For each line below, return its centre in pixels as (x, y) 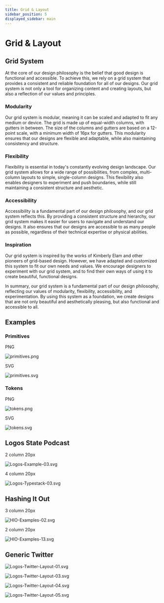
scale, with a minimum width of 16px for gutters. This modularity (81, 133)
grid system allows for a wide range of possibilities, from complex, (72, 172)
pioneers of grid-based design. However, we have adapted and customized (81, 260)
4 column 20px (20, 474)
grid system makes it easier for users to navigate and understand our (75, 222)
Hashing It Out (27, 499)
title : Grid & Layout (27, 10)
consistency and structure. (32, 144)
